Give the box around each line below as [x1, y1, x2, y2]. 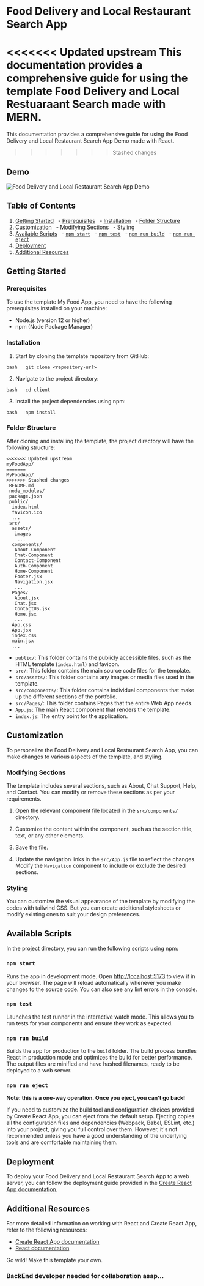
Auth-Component [14, 563, 53, 569]
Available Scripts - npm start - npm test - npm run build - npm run [15, 230, 192, 237]
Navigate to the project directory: [15, 375, 99, 382]
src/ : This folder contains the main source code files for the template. [15, 667, 191, 675]
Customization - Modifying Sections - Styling [15, 223, 135, 231]
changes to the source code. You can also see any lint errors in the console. [6, 985, 197, 993]
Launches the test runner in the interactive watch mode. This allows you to [6, 1013, 194, 1020]
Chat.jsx [14, 600, 37, 607]
